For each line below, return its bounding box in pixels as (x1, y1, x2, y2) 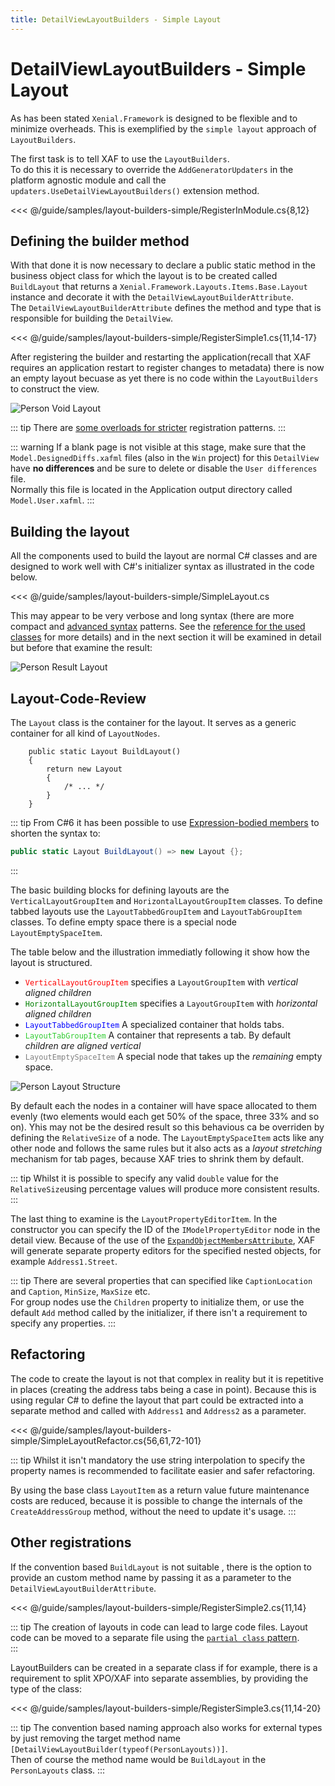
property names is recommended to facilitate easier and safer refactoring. (10, 1464, 316, 1476)
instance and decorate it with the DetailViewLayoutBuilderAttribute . (10, 291, 295, 303)
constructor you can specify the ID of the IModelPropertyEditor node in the (10, 1223, 321, 1235)
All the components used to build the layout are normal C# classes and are (10, 550, 318, 562)
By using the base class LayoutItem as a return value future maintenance (10, 1484, 310, 1496)
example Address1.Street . (10, 1255, 118, 1267)
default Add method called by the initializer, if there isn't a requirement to (10, 1306, 308, 1318)
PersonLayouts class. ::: (10, 1764, 106, 1776)
